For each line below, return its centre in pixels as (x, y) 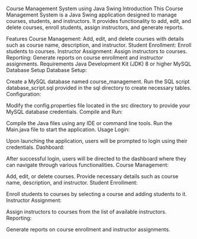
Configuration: (24, 94)
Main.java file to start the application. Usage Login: (68, 130)
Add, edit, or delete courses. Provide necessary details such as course (92, 176)
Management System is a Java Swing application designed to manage (92, 15)
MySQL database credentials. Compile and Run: (64, 112)
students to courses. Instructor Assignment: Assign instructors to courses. (97, 51)
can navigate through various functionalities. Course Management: (88, 165)
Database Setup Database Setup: (47, 70)
